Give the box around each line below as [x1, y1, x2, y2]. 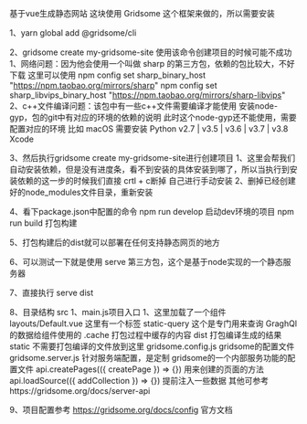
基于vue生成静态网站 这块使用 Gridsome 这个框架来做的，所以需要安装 [9, 8, 276, 18]
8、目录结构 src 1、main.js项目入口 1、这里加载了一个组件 [9, 307, 227, 317]
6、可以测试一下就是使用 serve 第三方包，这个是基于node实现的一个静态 [9, 257, 283, 267]
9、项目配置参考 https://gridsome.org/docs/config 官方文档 [9, 405, 233, 415]
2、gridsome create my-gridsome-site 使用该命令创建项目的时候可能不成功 [9, 47, 292, 58]
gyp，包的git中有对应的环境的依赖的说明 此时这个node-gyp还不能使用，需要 [9, 112, 297, 122]
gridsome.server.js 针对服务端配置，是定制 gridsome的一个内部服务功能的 [9, 353, 288, 363]
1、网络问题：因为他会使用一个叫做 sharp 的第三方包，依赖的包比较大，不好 [9, 58, 295, 69]
